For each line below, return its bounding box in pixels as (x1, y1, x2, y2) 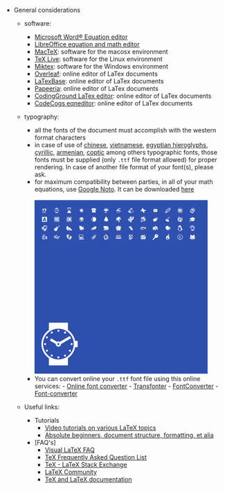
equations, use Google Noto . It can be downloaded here (34, 185, 195, 193)
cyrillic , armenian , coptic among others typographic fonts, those (34, 149, 218, 156)
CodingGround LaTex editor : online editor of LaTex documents (34, 92, 212, 100)
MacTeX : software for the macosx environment (34, 48, 168, 56)
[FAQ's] (34, 439, 57, 446)
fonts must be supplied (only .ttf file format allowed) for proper (34, 155, 217, 164)
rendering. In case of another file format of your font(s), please (34, 163, 214, 171)
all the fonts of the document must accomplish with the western (34, 126, 217, 134)
